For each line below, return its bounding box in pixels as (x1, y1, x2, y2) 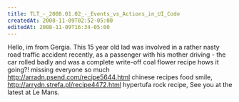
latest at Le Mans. (7, 88, 60, 96)
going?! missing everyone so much (7, 65, 111, 74)
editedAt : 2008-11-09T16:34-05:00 (7, 23, 111, 30)
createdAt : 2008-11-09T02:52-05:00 (7, 17, 113, 24)
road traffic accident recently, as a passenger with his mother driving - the (7, 50, 226, 59)
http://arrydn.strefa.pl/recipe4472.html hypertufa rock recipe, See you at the (7, 81, 233, 89)
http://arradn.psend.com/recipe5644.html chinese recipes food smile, (7, 73, 213, 81)
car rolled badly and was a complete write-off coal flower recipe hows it (7, 58, 219, 67)
